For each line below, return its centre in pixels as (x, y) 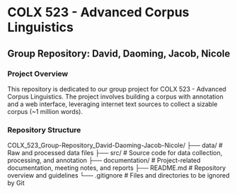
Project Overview (38, 74)
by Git (16, 183)
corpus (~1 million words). (45, 111)
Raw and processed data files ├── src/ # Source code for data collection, (115, 153)
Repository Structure (44, 130)
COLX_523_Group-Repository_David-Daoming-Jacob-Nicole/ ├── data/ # (115, 145)
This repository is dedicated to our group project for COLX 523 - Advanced (117, 89)
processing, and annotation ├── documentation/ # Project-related (104, 161)
